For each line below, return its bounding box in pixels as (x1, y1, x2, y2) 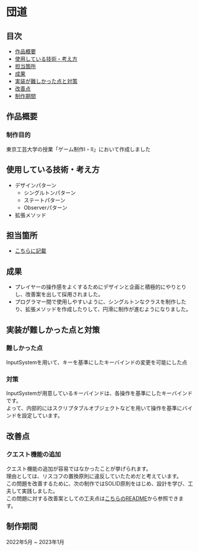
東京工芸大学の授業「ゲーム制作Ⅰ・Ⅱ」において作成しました (6, 145, 151, 152)
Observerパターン (23, 204, 68, 211)
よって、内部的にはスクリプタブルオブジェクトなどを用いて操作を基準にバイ (6, 405, 193, 412)
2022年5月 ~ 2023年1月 (6, 538, 65, 545)
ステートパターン (23, 196, 65, 204)
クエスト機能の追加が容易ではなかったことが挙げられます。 (6, 465, 151, 472)
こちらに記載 (14, 248, 46, 255)
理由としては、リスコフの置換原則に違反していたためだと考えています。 (6, 472, 182, 480)
